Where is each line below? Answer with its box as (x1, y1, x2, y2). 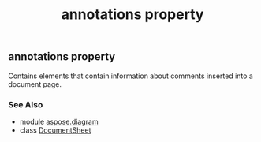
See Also (8, 99, 43, 110)
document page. (8, 79, 62, 88)
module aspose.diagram (19, 117, 99, 126)
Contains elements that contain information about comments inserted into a (8, 71, 254, 80)
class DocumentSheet (19, 125, 91, 135)
